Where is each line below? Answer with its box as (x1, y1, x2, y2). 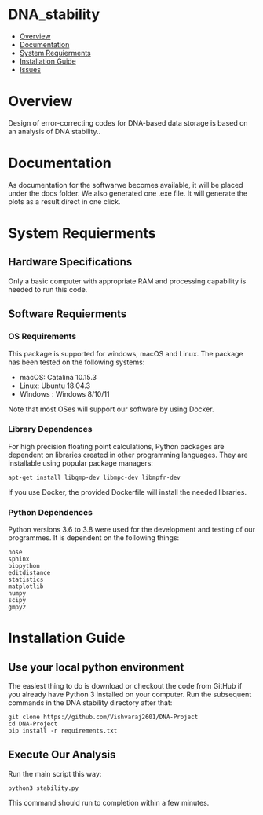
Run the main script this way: (8, 769, 102, 778)
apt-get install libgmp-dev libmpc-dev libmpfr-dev (8, 473, 181, 481)
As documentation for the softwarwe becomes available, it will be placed (8, 180, 243, 189)
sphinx (8, 555, 30, 563)
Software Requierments (8, 308, 127, 321)
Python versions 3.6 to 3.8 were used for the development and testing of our (8, 524, 256, 535)
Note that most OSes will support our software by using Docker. (8, 404, 214, 414)
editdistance (8, 569, 51, 577)
